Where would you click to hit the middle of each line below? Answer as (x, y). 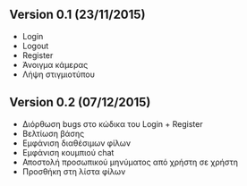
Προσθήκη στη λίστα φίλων (74, 171)
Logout (35, 46)
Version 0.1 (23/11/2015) (77, 15)
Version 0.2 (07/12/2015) (80, 102)
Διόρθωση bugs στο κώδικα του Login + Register (112, 123)
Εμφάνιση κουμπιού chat (68, 152)
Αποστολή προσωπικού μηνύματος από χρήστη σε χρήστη (130, 162)
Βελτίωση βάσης (53, 133)
